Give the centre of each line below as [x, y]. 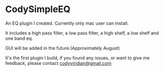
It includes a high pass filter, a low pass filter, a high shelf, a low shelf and [82, 33]
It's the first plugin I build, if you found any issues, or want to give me [77, 58]
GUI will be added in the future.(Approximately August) [63, 48]
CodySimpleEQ [38, 9]
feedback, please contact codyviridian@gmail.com [58, 63]
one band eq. [19, 38]
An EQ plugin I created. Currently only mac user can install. [67, 23]
